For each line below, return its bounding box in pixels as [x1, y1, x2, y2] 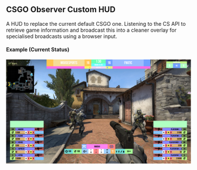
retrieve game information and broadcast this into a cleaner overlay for [6, 26, 177, 33]
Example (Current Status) [6, 46, 70, 53]
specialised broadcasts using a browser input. [6, 32, 117, 40]
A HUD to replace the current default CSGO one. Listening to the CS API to [6, 20, 186, 27]
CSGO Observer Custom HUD [6, 5, 116, 15]
